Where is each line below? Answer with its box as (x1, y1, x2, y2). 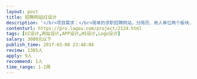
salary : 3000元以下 (6, 36, 52, 42)
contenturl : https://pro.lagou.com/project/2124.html (6, 25, 142, 31)
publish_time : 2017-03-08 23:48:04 (6, 42, 94, 48)
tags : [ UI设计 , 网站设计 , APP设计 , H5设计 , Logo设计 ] (6, 31, 120, 37)
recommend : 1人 (6, 58, 43, 64)
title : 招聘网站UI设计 (6, 14, 57, 20)
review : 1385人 (6, 48, 43, 53)
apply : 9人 (6, 53, 33, 59)
